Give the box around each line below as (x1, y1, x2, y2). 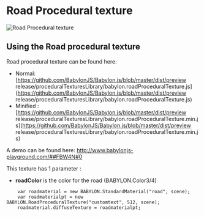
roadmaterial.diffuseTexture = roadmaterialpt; (17, 204, 141, 211)
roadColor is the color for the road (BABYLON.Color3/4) (15, 177, 157, 184)
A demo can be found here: (6, 146, 75, 153)
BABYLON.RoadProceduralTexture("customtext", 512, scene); (6, 199, 161, 205)
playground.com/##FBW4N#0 (6, 153, 83, 160)
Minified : (15, 102, 39, 109)
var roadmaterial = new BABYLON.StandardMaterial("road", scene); (17, 188, 191, 194)
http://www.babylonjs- (76, 146, 134, 153)
